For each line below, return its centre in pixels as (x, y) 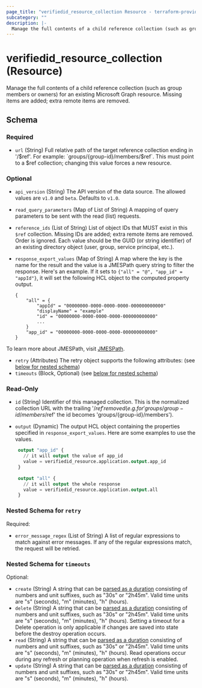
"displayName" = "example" (71, 311)
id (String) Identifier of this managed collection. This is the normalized (102, 402)
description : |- (26, 23)
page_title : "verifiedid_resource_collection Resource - (79, 12)
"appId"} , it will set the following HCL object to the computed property (102, 278)
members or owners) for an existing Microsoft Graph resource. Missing (94, 95)
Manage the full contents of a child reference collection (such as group (94, 88)
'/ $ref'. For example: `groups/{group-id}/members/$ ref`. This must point (104, 156)
